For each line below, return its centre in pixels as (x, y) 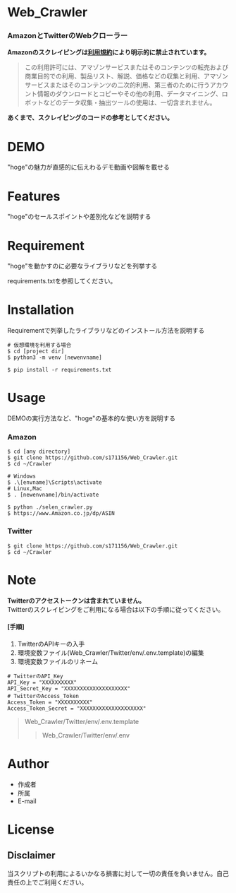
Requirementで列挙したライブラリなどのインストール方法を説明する (106, 331)
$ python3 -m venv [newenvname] (55, 357)
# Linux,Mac (25, 489)
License (31, 830)
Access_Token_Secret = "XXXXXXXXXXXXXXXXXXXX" (77, 708)
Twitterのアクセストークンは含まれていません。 (76, 601)
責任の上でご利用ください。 (48, 882)
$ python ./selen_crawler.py (50, 507)
